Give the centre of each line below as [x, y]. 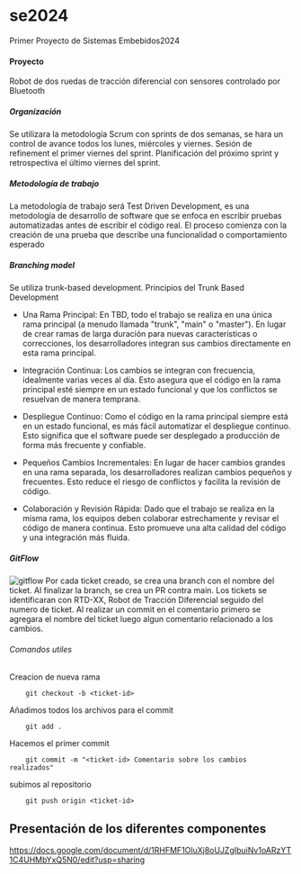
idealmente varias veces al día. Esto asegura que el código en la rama [151, 380]
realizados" [31, 768]
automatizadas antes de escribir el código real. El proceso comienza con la [148, 225]
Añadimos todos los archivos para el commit [91, 710]
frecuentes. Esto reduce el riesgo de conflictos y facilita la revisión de [151, 482]
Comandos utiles [41, 649]
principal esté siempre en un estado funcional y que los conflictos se [150, 390]
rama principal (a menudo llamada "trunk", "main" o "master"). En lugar [154, 324]
